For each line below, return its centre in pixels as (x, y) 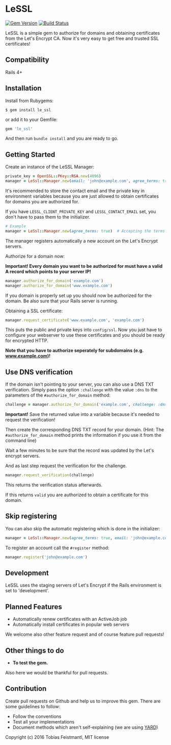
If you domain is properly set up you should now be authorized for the (78, 295)
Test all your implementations (44, 721)
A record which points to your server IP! (48, 271)
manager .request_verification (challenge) (50, 475)
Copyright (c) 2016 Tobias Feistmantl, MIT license (57, 737)
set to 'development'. (27, 591)
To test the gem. (30, 663)
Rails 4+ (14, 72)
